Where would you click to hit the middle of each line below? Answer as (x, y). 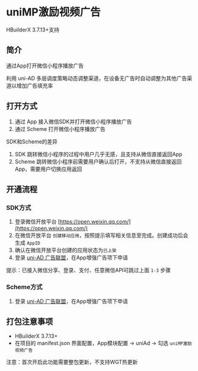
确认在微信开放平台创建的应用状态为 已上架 (66, 250)
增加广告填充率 (35, 85)
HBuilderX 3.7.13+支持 (33, 30)
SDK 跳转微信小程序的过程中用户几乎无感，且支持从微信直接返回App (98, 154)
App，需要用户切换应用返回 (48, 169)
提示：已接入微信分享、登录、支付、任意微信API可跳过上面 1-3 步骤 (88, 270)
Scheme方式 (24, 287)
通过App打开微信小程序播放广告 (45, 65)
